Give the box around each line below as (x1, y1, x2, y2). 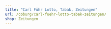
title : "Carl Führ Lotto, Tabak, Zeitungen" (5, 7, 98, 12)
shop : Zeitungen (5, 16, 38, 21)
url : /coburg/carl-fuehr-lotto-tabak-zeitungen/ (5, 12, 107, 17)
